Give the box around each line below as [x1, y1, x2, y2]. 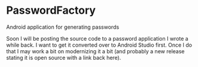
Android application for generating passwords [6, 23, 120, 31]
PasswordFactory [6, 4, 96, 17]
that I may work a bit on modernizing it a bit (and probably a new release [6, 47, 185, 54]
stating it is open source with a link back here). [6, 54, 121, 61]
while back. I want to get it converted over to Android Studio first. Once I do [6, 41, 193, 48]
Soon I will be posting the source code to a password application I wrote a [6, 35, 188, 42]
